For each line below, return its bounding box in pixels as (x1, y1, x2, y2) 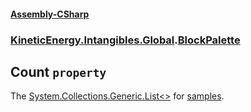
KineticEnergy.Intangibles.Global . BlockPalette (10, 33, 241, 47)
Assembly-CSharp (10, 8, 90, 20)
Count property (10, 63, 107, 80)
